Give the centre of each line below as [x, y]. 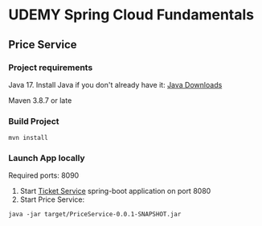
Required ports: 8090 [44, 175]
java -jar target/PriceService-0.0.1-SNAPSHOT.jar [95, 215]
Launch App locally [47, 158]
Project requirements [51, 68]
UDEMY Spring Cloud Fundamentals [131, 15]
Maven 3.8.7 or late [40, 100]
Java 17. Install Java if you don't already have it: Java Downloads [115, 84]
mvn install [28, 138]
